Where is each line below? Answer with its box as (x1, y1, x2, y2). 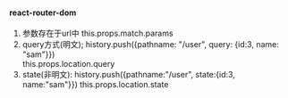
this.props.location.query (21, 59, 115, 69)
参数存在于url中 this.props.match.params (21, 28, 174, 39)
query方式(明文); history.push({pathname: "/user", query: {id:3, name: (21, 39, 279, 50)
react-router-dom (9, 7, 77, 18)
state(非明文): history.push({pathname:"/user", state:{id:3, (21, 69, 235, 80)
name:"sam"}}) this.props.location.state (21, 79, 169, 90)
